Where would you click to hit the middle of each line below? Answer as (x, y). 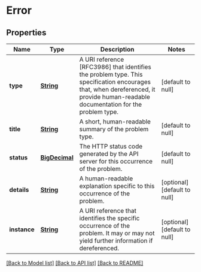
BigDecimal (57, 158)
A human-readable (106, 179)
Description (117, 49)
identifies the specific (109, 218)
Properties (26, 33)
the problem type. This (111, 74)
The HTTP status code (111, 146)
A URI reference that (108, 211)
